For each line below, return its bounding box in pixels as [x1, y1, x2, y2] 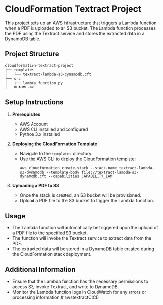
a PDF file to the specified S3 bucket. [12, 230, 88, 236]
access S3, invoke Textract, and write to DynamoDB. [12, 284, 119, 290]
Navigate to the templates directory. [19, 150, 93, 156]
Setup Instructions [5, 98, 64, 107]
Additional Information [5, 265, 76, 274]
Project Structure [5, 50, 59, 58]
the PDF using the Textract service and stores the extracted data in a [5, 30, 145, 36]
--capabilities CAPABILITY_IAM [48, 174, 113, 179]
